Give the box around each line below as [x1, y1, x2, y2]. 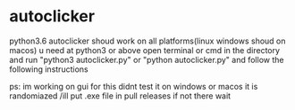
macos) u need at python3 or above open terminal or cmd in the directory [9, 44, 280, 55]
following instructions [9, 64, 88, 75]
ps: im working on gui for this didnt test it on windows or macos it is [9, 81, 258, 91]
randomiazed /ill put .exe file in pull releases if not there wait [9, 90, 231, 101]
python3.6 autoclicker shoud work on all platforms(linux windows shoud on [9, 35, 286, 46]
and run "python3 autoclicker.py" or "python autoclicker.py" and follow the [9, 54, 284, 65]
